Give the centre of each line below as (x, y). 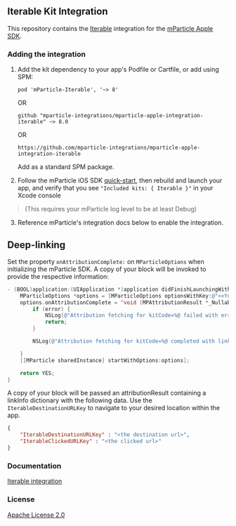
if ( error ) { (52, 309)
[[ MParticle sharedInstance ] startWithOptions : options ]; (105, 360)
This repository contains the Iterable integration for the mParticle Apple (110, 28)
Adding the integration (47, 54)
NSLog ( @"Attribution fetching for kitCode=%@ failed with (131, 315)
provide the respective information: (58, 276)
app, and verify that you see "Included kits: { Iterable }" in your (115, 188)
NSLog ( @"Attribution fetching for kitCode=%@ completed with (124, 341)
